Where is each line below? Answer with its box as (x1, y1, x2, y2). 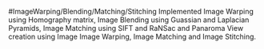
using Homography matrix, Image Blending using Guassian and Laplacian (8, 15, 250, 24)
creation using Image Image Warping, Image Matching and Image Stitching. (8, 32, 257, 41)
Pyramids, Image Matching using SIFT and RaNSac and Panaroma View (8, 24, 244, 32)
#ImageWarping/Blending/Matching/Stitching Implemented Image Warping (8, 7, 254, 16)
